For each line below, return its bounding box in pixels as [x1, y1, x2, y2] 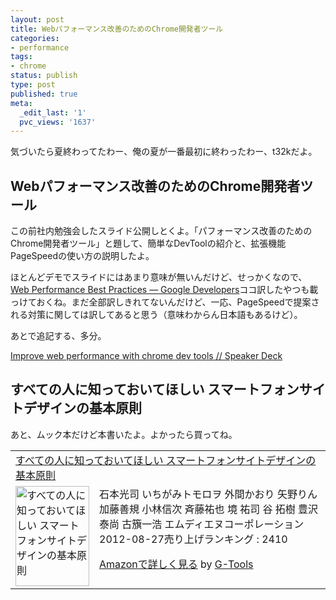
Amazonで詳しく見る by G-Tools [99, 557, 254, 571]
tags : [10, 52, 33, 62]
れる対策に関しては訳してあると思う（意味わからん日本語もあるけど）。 [10, 309, 303, 321]
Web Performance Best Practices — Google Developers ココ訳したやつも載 [10, 284, 319, 296]
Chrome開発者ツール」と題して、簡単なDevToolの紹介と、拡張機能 [10, 237, 287, 250]
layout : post [10, 14, 65, 25]
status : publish [10, 71, 78, 81]
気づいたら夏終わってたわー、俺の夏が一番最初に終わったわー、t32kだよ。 [10, 146, 318, 158]
